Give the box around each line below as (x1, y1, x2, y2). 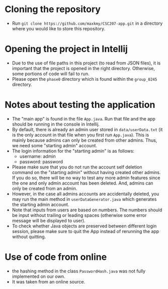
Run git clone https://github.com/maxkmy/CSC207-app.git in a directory (12, 20, 163, 26)
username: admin (19, 153, 56, 159)
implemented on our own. (12, 273, 65, 279)
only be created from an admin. (12, 185, 77, 191)
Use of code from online (5, 251, 107, 263)
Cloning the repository (5, 4, 101, 15)
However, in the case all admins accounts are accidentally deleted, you (12, 191, 159, 197)
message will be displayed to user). (12, 217, 86, 223)
